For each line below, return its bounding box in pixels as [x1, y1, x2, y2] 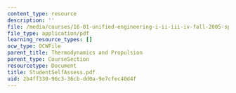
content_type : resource [7, 10, 77, 17]
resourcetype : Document [7, 62, 77, 69]
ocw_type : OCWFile [7, 43, 61, 50]
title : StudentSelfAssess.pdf [7, 69, 96, 76]
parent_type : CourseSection [7, 56, 90, 63]
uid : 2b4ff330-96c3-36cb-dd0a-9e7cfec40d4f [7, 75, 137, 83]
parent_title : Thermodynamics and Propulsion [7, 50, 143, 57]
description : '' [7, 17, 55, 24]
